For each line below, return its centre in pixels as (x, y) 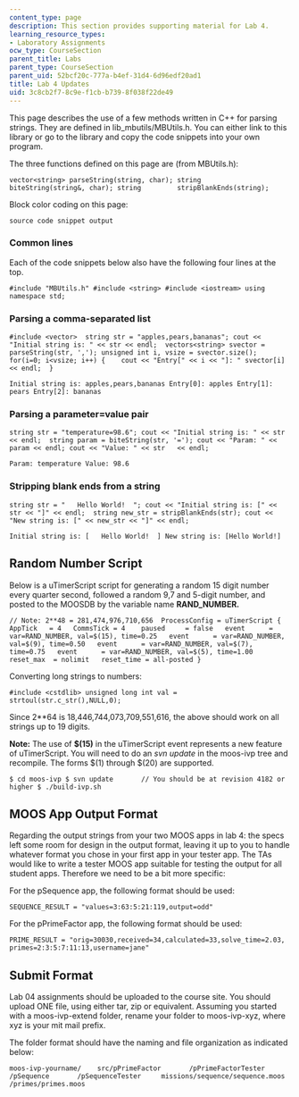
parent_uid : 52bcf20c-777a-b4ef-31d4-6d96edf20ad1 (105, 76)
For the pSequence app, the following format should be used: (122, 891)
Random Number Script (76, 564)
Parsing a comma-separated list (80, 318)
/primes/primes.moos (48, 1084)
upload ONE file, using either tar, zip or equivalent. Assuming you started (143, 1007)
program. (26, 146)
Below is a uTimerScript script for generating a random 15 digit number (139, 585)
